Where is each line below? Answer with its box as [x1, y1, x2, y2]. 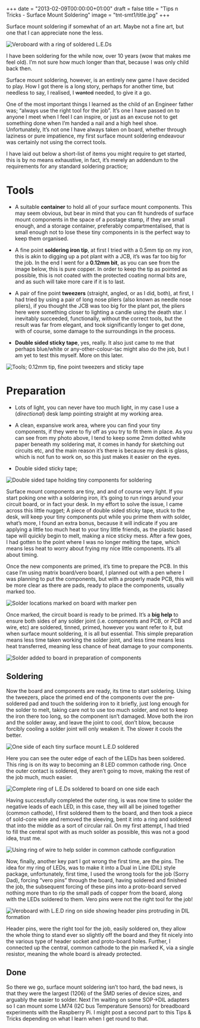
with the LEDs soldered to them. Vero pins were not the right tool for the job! [6, 895, 193, 902]
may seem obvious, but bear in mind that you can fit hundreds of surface [14, 210, 194, 217]
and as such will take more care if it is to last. [14, 278, 126, 285]
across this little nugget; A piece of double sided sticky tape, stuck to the [6, 507, 186, 514]
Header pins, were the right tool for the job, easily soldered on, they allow [6, 925, 186, 932]
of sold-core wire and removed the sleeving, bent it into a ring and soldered [6, 815, 192, 823]
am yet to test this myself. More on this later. [14, 351, 124, 359]
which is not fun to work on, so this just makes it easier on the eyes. [14, 453, 182, 460]
